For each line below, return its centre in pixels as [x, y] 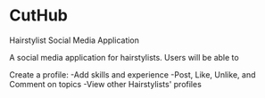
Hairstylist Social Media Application [75, 40]
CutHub [39, 16]
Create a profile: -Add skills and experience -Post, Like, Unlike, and [132, 74]
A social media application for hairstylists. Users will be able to [124, 57]
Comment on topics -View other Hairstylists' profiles [106, 84]
